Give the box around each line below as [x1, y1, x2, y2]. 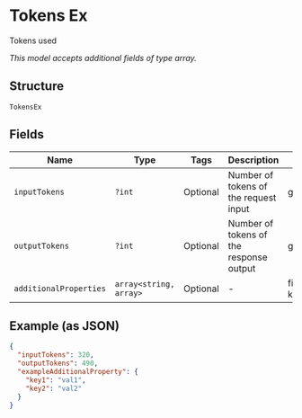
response [227, 251, 268, 263]
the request [227, 191, 277, 203]
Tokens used [9, 35, 57, 46]
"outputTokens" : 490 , [17, 359, 99, 369]
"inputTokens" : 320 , [17, 351, 94, 360]
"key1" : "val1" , [25, 375, 87, 385]
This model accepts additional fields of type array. [9, 52, 198, 63]
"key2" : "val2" [25, 384, 83, 393]
